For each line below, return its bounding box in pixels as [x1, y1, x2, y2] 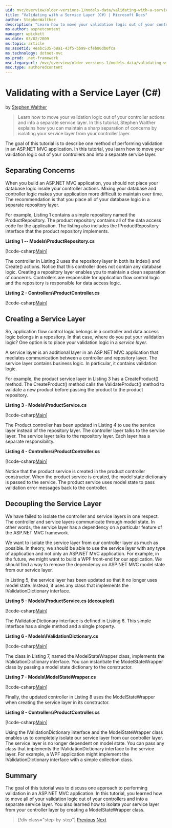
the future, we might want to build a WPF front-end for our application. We [5, 556, 162, 562]
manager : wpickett [5, 31, 45, 37]
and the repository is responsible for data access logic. [5, 280, 121, 286]
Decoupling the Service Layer [5, 499, 102, 508]
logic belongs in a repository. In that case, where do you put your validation [5, 334, 164, 340]
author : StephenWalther [5, 17, 56, 22]
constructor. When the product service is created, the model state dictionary [5, 474, 167, 480]
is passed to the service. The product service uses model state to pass [5, 479, 155, 485]
